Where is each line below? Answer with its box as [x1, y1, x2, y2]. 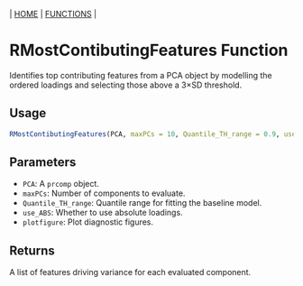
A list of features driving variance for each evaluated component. [9, 267, 252, 278]
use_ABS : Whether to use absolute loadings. [22, 208, 183, 218]
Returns [9, 243, 56, 258]
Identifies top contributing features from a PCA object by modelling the [9, 69, 272, 80]
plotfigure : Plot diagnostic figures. [22, 217, 154, 227]
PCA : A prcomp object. [22, 179, 99, 189]
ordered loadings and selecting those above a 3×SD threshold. [9, 79, 243, 90]
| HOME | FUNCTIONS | [9, 9, 97, 19]
